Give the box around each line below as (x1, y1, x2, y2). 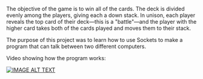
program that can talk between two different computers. (6, 43, 147, 50)
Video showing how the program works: (6, 55, 106, 61)
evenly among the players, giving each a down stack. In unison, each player (6, 12, 196, 19)
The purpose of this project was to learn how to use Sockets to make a (6, 36, 183, 43)
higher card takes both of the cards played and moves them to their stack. (6, 24, 191, 32)
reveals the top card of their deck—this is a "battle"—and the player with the (6, 18, 197, 25)
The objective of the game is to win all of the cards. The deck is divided (6, 5, 185, 12)
